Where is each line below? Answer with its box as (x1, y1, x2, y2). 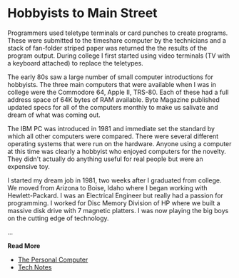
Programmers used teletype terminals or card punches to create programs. (7, 29, 228, 37)
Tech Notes (17, 262, 52, 272)
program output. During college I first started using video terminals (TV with (7, 51, 230, 60)
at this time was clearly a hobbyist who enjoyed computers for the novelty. (7, 147, 226, 155)
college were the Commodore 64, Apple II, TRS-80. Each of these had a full (7, 88, 229, 96)
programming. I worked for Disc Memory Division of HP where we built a (7, 198, 220, 207)
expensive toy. (7, 162, 50, 170)
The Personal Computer (17, 255, 88, 264)
